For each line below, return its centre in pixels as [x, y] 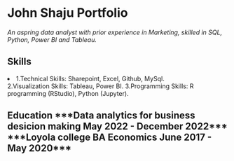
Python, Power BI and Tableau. [52, 39]
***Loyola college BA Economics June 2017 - [110, 138]
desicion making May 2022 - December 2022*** [117, 126]
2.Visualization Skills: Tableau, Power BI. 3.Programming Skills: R [101, 86]
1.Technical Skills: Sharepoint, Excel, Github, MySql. [90, 78]
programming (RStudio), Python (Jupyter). [68, 93]
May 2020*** [40, 148]
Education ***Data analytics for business [101, 116]
